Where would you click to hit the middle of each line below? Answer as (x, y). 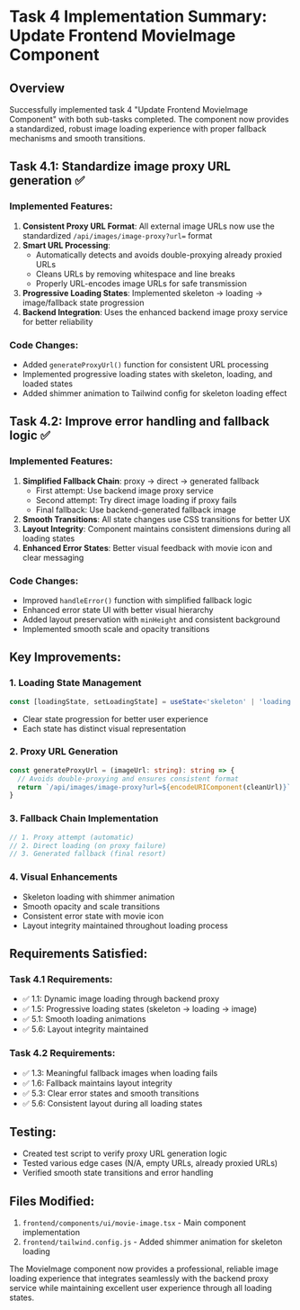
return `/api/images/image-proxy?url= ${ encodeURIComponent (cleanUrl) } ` (154, 787)
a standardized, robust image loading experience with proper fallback (138, 129)
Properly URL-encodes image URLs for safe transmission (141, 283)
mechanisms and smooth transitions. (77, 138)
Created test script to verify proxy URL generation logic (124, 1153)
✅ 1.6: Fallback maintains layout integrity (97, 1083)
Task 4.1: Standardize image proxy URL (120, 167)
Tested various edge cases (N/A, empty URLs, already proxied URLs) (150, 1163)
